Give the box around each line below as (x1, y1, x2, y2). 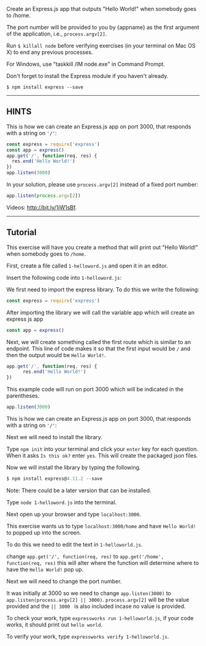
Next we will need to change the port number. (6, 577, 122, 585)
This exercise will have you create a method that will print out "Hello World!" (6, 244, 199, 251)
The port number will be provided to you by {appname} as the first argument (6, 24, 199, 31)
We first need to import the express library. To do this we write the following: (6, 285, 200, 293)
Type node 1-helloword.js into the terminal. (6, 498, 117, 506)
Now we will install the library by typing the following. (6, 464, 141, 471)
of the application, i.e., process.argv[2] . (6, 30, 107, 37)
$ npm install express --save (6, 84, 84, 90)
